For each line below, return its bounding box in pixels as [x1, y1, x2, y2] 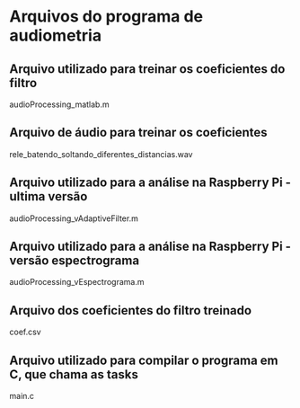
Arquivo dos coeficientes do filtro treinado [9, 303, 252, 318]
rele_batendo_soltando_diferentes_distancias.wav [9, 148, 193, 159]
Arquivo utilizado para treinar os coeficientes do [9, 61, 286, 76]
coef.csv [9, 326, 42, 338]
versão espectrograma [9, 253, 140, 269]
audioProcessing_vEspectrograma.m [9, 277, 145, 288]
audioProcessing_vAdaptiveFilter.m [9, 213, 139, 224]
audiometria [9, 25, 101, 46]
